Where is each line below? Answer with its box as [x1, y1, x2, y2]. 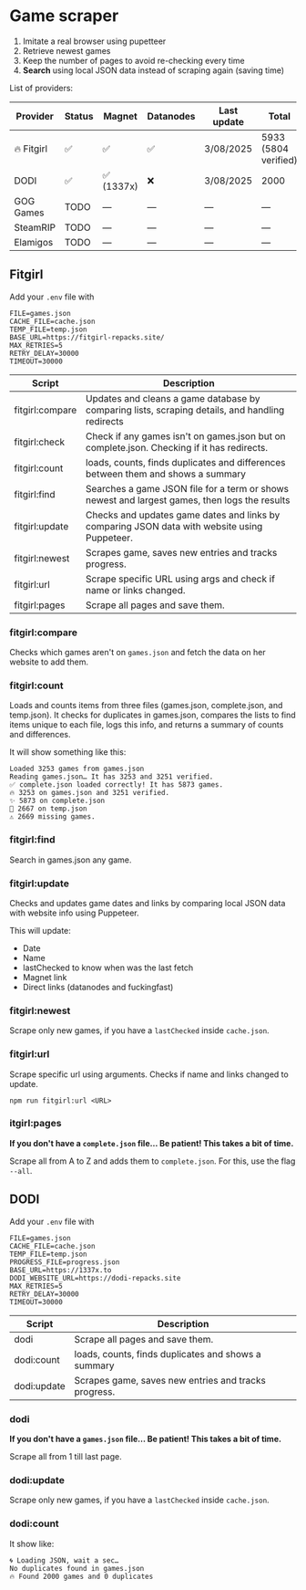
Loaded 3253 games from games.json [9, 764, 145, 774]
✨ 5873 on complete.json [9, 796, 106, 806]
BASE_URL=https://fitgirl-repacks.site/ [9, 332, 166, 342]
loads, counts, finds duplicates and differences [85, 455, 286, 468]
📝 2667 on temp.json [9, 804, 88, 813]
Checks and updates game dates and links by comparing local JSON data [9, 897, 286, 908]
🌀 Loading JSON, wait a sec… [9, 1555, 119, 1565]
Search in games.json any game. [9, 854, 132, 865]
